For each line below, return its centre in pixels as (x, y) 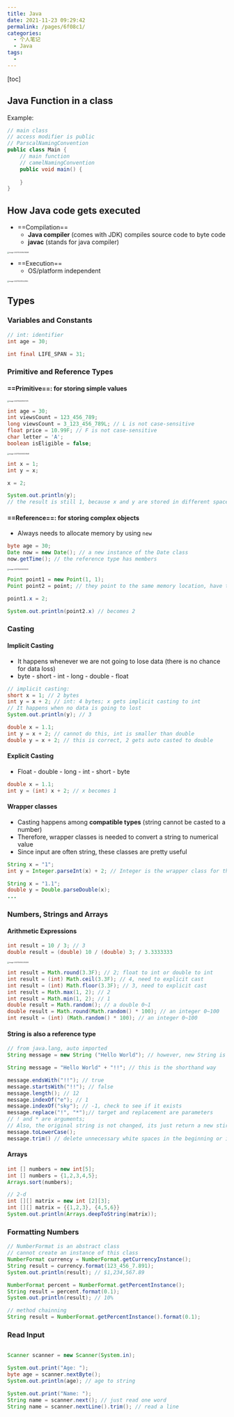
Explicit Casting (31, 756)
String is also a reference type (52, 1033)
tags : (15, 53)
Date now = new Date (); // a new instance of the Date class (98, 553)
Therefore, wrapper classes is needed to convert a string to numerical (118, 837)
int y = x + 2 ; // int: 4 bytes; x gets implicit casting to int (104, 702)
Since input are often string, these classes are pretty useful (102, 851)
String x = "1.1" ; (34, 884)
